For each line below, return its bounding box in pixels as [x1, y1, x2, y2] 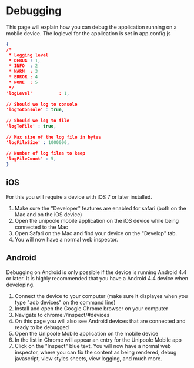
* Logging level [8, 52, 49, 58]
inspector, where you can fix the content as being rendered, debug [14, 349, 177, 356]
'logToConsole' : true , [6, 107, 65, 113]
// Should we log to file [6, 118, 69, 124]
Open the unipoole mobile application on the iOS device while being [14, 217, 179, 224]
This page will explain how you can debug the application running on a [6, 24, 178, 31]
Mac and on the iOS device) [14, 210, 82, 218]
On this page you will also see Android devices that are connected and [14, 317, 186, 324]
